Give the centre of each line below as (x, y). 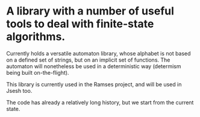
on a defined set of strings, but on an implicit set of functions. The (88, 60)
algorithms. (36, 37)
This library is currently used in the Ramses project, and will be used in (94, 84)
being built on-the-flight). (38, 72)
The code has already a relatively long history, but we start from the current (100, 102)
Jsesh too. (19, 90)
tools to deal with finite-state (80, 24)
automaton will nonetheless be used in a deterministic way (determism (94, 66)
